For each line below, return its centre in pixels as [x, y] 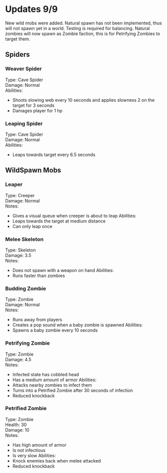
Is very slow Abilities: [34, 456]
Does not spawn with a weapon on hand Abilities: [63, 270]
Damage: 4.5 [18, 359]
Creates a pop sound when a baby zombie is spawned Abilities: [78, 325]
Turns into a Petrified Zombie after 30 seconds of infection [73, 390]
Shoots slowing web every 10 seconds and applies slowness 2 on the [83, 100]
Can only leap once [32, 226]
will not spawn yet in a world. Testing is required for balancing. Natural [78, 28]
